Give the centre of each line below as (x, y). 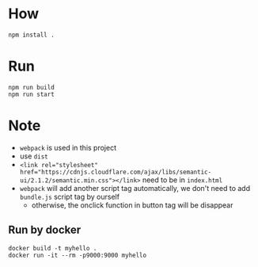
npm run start (32, 94)
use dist (34, 156)
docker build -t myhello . (53, 248)
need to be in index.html (182, 180)
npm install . (32, 35)
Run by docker (45, 230)
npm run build (32, 87)
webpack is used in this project (68, 147)
